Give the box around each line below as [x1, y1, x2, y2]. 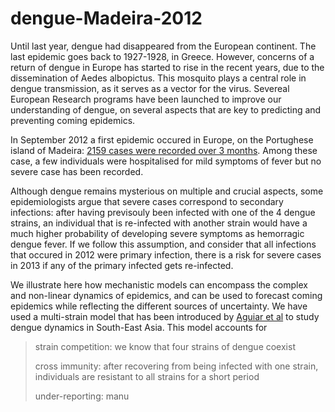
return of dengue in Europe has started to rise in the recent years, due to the [10, 61, 325, 73]
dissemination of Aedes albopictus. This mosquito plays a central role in [10, 72, 307, 84]
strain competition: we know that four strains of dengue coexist [34, 340, 296, 352]
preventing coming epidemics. [10, 114, 136, 126]
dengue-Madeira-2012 [10, 7, 203, 30]
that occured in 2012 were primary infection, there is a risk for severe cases [10, 248, 322, 261]
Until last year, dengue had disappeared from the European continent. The [10, 40, 317, 52]
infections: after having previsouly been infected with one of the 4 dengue [10, 206, 316, 218]
